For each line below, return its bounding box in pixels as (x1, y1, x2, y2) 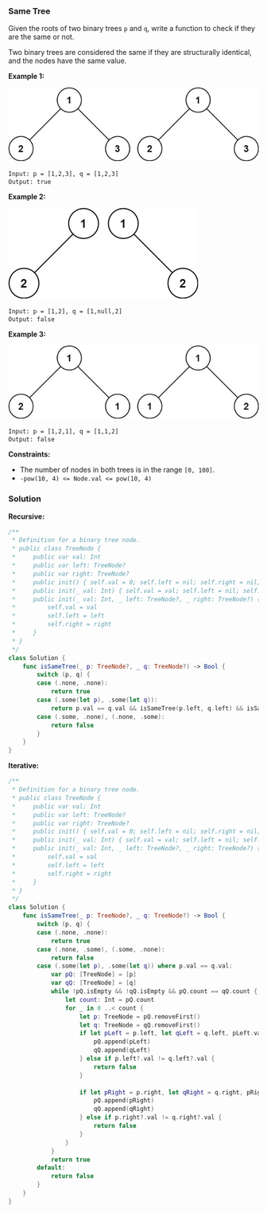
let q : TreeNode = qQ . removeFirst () (79, 1021, 201, 1029)
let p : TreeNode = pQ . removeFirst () (79, 1012, 201, 1021)
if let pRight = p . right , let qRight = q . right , (79, 1088, 244, 1097)
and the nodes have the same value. (8, 56, 127, 65)
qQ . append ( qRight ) (93, 1105, 155, 1113)
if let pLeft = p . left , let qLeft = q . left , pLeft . (79, 1030, 254, 1038)
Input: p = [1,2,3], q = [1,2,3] (8, 170, 119, 178)
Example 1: (8, 72, 45, 81)
